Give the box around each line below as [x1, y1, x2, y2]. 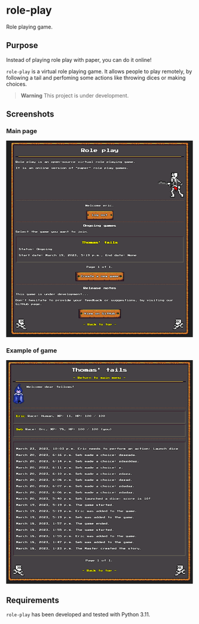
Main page [6, 127, 37, 135]
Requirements [6, 595, 59, 605]
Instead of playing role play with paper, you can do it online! [6, 56, 152, 63]
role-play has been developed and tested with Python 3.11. [6, 611, 150, 618]
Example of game [6, 346, 57, 354]
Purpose [6, 40, 38, 51]
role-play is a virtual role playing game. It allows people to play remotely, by [6, 68, 192, 75]
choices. [6, 80, 27, 87]
